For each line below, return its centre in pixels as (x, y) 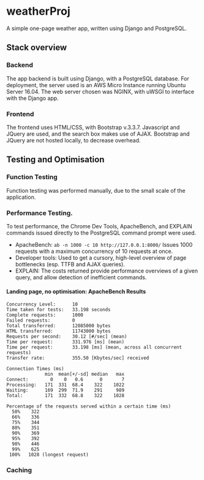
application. (21, 197)
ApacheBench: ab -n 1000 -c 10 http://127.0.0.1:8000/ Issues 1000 (104, 244)
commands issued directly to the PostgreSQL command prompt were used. (101, 233)
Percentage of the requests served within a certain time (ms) (89, 406)
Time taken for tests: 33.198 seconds (59, 310)
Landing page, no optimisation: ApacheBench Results (76, 291)
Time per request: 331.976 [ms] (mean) (65, 342)
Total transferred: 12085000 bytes (59, 326)
